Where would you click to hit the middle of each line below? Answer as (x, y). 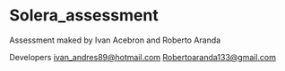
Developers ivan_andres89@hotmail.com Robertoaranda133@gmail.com (142, 57)
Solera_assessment (84, 16)
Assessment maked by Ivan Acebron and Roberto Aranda (115, 40)
